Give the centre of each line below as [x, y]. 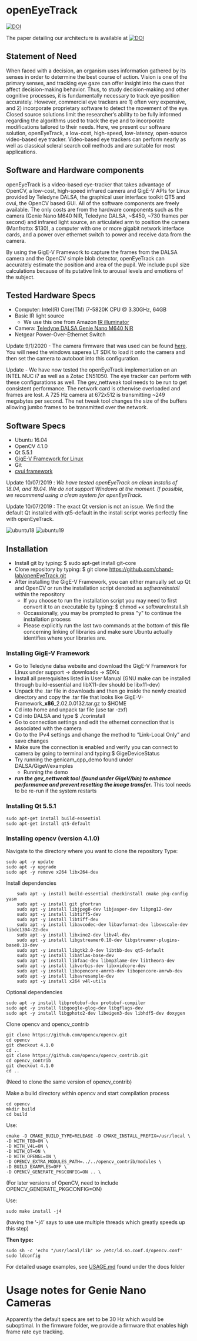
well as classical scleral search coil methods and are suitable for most [91, 145]
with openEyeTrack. [30, 519]
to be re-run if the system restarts [56, 791]
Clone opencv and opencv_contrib [48, 1024]
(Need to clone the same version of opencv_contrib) [69, 1082]
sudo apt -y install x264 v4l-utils [62, 981]
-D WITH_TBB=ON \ [27, 1141]
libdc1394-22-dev [27, 929]
